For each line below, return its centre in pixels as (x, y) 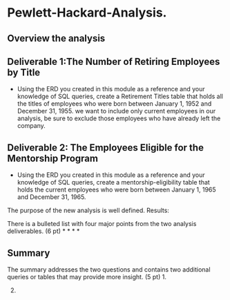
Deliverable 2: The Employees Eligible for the (105, 148)
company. (31, 126)
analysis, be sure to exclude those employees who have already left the (119, 118)
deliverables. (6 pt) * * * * (44, 231)
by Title (24, 72)
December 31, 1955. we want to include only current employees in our (116, 111)
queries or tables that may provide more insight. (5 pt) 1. (87, 277)
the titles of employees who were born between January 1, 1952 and (114, 104)
